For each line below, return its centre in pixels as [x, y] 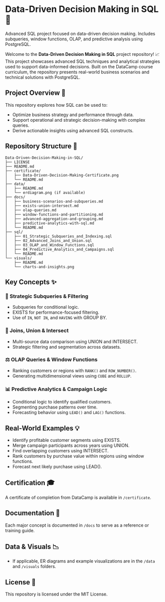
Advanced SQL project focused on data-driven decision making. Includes [80, 33]
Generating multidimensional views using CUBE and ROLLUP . [72, 376]
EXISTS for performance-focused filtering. [56, 312]
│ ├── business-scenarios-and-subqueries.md [54, 201]
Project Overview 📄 [36, 93]
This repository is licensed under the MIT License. [56, 594]
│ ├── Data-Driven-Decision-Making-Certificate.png [62, 175]
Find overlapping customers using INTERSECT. [60, 450]
